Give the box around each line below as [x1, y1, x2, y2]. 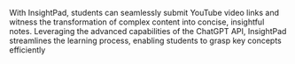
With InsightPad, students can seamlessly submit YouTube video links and [9, 8, 280, 18]
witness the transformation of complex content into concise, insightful [9, 17, 265, 27]
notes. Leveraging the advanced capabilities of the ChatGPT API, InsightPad [9, 26, 287, 36]
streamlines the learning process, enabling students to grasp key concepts [9, 35, 282, 46]
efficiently [9, 45, 46, 55]
